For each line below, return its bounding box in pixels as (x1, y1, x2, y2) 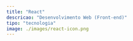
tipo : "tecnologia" (6, 20, 56, 26)
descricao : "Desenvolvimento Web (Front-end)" (6, 14, 127, 20)
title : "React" (6, 8, 45, 15)
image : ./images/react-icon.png (6, 25, 89, 32)
